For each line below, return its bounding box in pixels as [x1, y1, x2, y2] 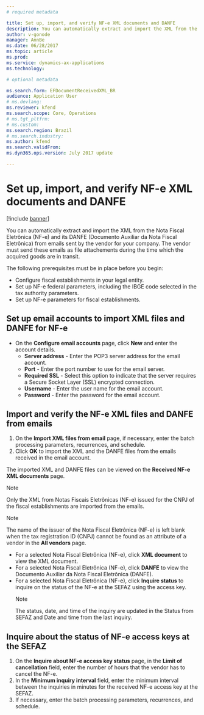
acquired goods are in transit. [6, 252, 80, 260]
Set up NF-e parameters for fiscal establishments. [15, 296, 141, 303]
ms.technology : [6, 65, 45, 71]
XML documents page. [6, 472, 65, 480]
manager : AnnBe [6, 37, 45, 43]
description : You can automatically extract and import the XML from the [6, 26, 198, 32]
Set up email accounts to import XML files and [6, 313, 185, 324]
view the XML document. [15, 557, 78, 565]
